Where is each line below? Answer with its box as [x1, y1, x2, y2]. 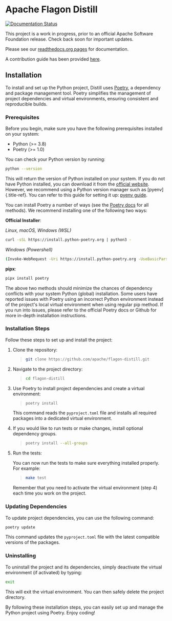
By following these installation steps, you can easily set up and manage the [5, 604, 164, 610]
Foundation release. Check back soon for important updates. [5, 36, 134, 42]
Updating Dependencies [5, 503, 67, 510]
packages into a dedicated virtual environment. [12, 415, 113, 422]
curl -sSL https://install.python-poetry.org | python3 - [5, 237, 132, 242]
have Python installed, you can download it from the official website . [5, 181, 149, 187]
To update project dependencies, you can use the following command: [5, 515, 155, 521]
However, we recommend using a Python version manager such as [5, 186, 147, 192]
